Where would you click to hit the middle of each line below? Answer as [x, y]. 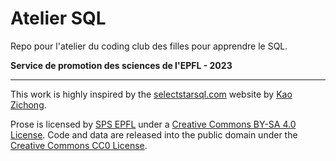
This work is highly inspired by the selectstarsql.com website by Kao [151, 94]
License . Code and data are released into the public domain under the [154, 134]
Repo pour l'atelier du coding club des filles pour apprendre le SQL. [149, 46]
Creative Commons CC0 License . [79, 145]
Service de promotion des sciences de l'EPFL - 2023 [121, 65]
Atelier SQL [58, 18]
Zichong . [28, 104]
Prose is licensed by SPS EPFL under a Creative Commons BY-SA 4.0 [153, 124]
